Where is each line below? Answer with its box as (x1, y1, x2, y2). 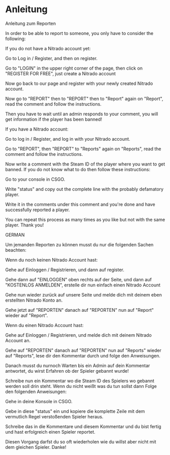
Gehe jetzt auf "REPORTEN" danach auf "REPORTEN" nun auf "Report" (5, 307, 154, 313)
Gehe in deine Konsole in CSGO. (5, 398, 73, 404)
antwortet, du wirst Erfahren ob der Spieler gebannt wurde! (5, 368, 129, 374)
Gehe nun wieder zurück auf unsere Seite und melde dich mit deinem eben (5, 291, 162, 298)
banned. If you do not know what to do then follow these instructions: (5, 166, 151, 172)
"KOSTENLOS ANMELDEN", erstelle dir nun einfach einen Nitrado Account (5, 282, 161, 288)
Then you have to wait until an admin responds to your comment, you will (5, 111, 158, 117)
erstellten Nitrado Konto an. (5, 297, 63, 303)
